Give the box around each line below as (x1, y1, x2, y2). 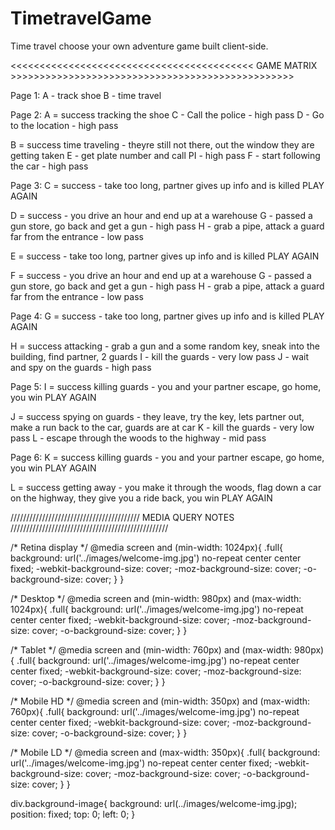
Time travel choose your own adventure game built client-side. (10, 40, 269, 52)
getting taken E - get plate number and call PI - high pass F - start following (10, 149, 321, 161)
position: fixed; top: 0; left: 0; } (10, 808, 136, 820)
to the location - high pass (10, 119, 119, 131)
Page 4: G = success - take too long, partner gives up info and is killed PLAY (10, 310, 325, 322)
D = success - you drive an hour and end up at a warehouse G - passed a (10, 209, 313, 221)
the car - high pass (10, 160, 89, 172)
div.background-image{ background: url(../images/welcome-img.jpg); (10, 797, 298, 809)
